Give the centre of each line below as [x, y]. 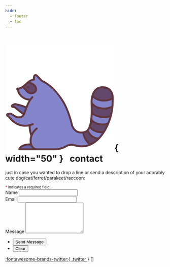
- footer [19, 16]
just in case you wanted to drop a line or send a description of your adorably [85, 173]
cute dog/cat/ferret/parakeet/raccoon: [45, 178]
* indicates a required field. [28, 187]
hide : [11, 11]
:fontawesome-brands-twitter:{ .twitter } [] [49, 259]
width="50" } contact [54, 159]
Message [15, 231]
